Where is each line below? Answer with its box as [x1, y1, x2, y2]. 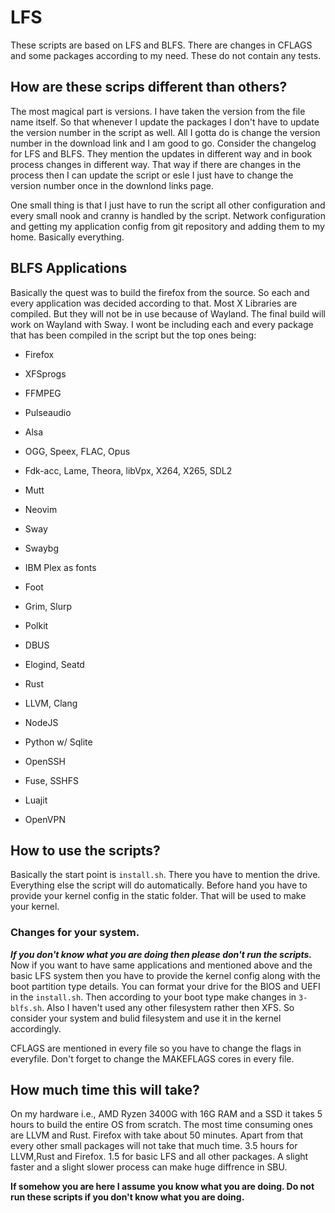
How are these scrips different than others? [10, 79, 288, 96]
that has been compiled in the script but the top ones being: [10, 329, 257, 341]
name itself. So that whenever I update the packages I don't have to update [10, 116, 320, 128]
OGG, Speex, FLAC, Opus [24, 445, 131, 457]
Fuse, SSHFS [24, 774, 80, 786]
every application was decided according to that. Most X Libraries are [10, 297, 298, 309]
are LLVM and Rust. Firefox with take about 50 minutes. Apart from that [10, 1129, 304, 1141]
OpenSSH [24, 755, 66, 767]
